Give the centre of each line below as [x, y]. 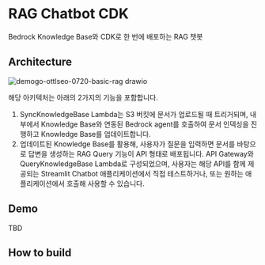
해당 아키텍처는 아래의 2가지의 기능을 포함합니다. [83, 97]
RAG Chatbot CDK [68, 14]
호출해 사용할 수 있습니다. [105, 184]
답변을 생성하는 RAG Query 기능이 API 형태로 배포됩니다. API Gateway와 [141, 153]
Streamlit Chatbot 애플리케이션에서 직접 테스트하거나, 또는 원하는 [142, 173]
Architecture [40, 62]
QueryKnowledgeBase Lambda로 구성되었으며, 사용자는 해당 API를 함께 [133, 164]
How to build [40, 253]
